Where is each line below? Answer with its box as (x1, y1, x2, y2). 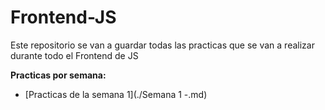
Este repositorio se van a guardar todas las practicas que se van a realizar (10, 39, 315, 51)
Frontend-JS (10, 6, 117, 29)
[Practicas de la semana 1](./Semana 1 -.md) (24, 88, 208, 100)
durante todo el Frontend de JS (10, 49, 139, 61)
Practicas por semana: (10, 69, 107, 81)
